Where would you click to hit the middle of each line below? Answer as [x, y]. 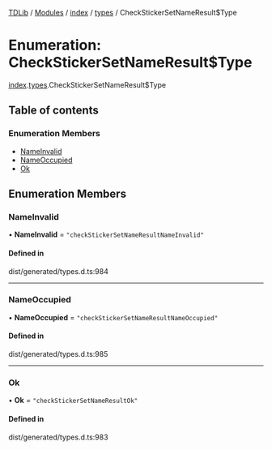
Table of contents [53, 111]
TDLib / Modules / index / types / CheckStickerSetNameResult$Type [123, 13]
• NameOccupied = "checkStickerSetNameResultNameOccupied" [113, 317]
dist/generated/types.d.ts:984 [59, 271]
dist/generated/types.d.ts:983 [58, 437]
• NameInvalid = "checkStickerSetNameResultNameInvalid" [106, 234]
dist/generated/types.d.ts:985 [58, 354]
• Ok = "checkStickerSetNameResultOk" [73, 401]
